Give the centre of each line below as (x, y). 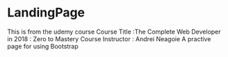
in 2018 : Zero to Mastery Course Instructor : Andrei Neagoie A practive (109, 38)
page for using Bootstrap (43, 46)
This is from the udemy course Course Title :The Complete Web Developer (114, 32)
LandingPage (46, 13)
